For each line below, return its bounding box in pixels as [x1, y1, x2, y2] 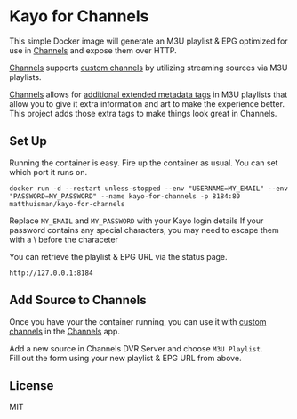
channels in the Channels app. [9, 326, 120, 336]
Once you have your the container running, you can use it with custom [9, 316, 267, 326]
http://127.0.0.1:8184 [9, 269, 93, 278]
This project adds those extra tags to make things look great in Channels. [9, 108, 277, 118]
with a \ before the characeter [9, 234, 118, 245]
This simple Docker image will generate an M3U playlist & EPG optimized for [9, 36, 288, 46]
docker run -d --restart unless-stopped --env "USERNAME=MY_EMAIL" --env [9, 184, 289, 193]
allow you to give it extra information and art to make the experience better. [9, 98, 285, 109]
